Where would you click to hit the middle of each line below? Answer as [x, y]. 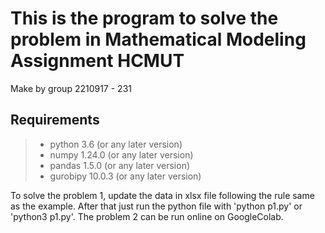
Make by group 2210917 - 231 [71, 88]
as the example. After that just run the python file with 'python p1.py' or [156, 206]
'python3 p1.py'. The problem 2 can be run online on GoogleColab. [147, 216]
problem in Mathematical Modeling [158, 39]
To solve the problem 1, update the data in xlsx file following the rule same [162, 195]
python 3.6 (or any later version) [116, 144]
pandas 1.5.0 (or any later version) [120, 165]
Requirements [55, 120]
